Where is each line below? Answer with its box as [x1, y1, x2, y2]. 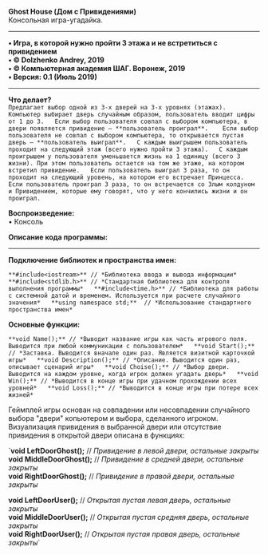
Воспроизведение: [8, 208, 75, 218]
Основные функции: [8, 319, 81, 329]
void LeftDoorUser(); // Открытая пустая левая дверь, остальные [8, 495, 231, 505]
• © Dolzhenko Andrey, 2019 [8, 55, 105, 65]
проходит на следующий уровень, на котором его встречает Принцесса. [8, 173, 245, 181]
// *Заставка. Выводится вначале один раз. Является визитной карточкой [8, 349, 255, 357]
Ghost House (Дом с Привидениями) [8, 7, 137, 16]
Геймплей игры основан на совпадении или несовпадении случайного [8, 405, 250, 414]
